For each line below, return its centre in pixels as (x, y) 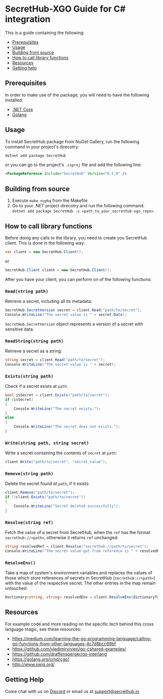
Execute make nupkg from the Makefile (50, 200)
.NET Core (22, 109)
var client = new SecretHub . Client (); (44, 252)
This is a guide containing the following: (45, 33)
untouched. (16, 588)
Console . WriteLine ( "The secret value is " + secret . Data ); (66, 315)
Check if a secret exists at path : (36, 386)
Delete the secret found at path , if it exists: (47, 483)
